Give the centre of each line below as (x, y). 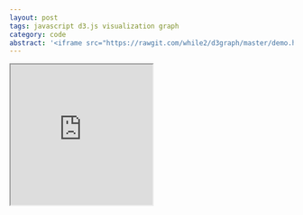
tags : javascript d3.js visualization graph (94, 26)
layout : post (34, 18)
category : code (38, 34)
